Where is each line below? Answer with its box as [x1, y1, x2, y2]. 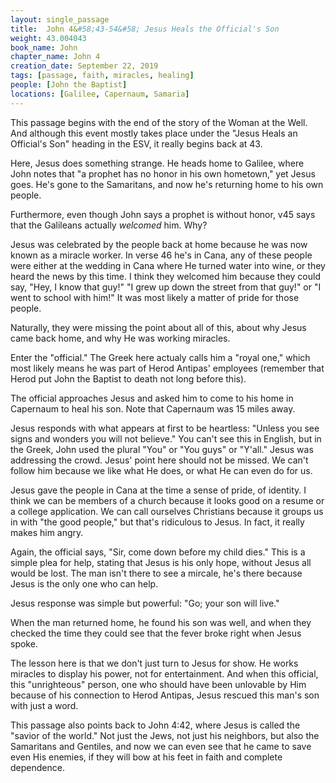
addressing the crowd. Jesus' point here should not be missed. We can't [10, 454, 309, 466]
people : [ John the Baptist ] [10, 80, 128, 90]
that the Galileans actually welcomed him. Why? [10, 219, 208, 231]
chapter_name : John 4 [10, 52, 101, 62]
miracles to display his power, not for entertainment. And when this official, [10, 667, 319, 680]
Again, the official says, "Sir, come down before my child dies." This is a [10, 546, 306, 558]
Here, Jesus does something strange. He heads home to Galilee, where [10, 157, 305, 169]
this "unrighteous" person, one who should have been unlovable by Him [10, 678, 307, 690]
